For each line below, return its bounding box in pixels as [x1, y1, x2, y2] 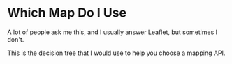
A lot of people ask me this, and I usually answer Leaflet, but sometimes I [7, 28, 218, 36]
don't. [7, 35, 24, 43]
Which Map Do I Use [7, 5, 127, 21]
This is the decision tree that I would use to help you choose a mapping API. [7, 49, 226, 57]
